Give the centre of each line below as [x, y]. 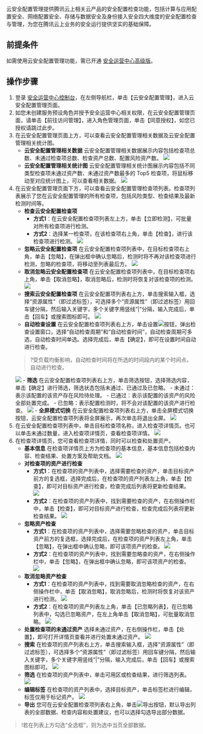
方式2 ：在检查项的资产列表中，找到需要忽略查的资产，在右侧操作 [114, 554]
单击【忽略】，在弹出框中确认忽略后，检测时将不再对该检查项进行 [115, 256]
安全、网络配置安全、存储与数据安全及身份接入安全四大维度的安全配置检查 [104, 16]
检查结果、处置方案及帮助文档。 [75, 455]
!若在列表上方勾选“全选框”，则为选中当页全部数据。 [85, 725]
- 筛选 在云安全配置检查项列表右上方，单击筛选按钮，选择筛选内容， [108, 380]
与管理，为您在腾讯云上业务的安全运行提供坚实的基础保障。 [80, 24]
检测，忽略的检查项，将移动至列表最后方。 [77, 264]
